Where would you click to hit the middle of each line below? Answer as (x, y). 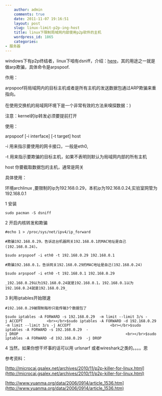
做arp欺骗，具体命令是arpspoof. (37, 67)
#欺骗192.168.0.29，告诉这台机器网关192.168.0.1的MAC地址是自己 (66, 241)
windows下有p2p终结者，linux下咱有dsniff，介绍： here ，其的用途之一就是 (80, 61)
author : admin (28, 10)
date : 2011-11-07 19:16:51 (41, 19)
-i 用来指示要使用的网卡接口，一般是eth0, (47, 146)
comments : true (29, 14)
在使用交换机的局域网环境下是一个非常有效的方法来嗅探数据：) (68, 105)
